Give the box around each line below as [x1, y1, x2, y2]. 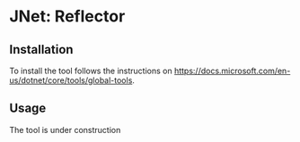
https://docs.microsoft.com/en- [173, 65, 291, 76]
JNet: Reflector [9, 6, 126, 27]
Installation [9, 42, 74, 57]
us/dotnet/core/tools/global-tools [9, 75, 133, 86]
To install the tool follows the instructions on [9, 65, 172, 76]
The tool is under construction [9, 124, 121, 135]
